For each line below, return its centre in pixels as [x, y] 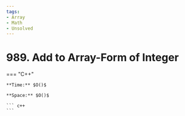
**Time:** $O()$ [26, 85]
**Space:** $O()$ [28, 96]
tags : [13, 12]
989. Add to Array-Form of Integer [92, 58]
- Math [14, 23]
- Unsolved [20, 28]
